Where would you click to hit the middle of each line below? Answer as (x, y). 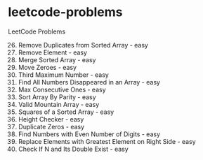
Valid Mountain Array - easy (59, 104)
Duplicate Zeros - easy (51, 126)
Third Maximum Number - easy (64, 75)
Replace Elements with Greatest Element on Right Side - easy (107, 141)
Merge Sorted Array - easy (57, 59)
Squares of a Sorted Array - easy (66, 112)
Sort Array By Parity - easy (57, 97)
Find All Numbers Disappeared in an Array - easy (89, 82)
